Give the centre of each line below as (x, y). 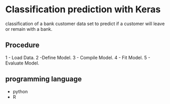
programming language (44, 79)
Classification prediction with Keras (83, 9)
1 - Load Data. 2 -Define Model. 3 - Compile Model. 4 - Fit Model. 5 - (78, 57)
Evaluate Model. (22, 63)
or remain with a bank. (29, 29)
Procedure (23, 45)
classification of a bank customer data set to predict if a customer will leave (85, 24)
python (20, 91)
